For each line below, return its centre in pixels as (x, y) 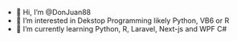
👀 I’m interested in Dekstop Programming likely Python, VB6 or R (123, 20)
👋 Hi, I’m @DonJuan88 (53, 12)
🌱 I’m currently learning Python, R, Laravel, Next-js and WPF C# (121, 29)
